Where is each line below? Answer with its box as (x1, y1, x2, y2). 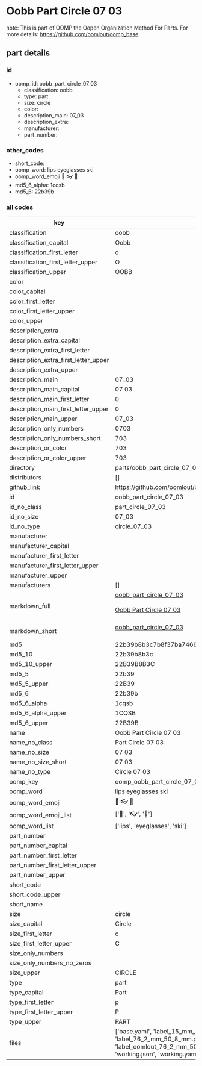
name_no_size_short (9, 758, 67, 766)
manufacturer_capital (9, 542, 69, 550)
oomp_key (9, 778, 39, 786)
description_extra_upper (9, 366, 78, 374)
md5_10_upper (9, 660, 52, 669)
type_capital (9, 988, 44, 997)
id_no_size (9, 513, 39, 521)
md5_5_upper (9, 679, 49, 688)
